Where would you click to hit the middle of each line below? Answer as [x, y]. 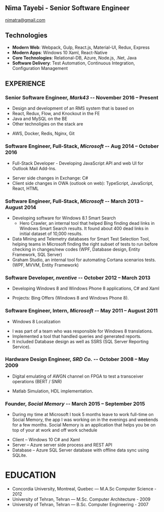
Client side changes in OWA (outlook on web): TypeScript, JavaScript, [82, 183]
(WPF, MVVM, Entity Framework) [46, 265]
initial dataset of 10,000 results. [51, 234]
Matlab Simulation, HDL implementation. [53, 391]
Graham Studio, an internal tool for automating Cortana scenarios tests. [84, 260]
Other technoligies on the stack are [47, 124]
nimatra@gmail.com [25, 20]
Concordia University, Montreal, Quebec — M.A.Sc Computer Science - [84, 489]
